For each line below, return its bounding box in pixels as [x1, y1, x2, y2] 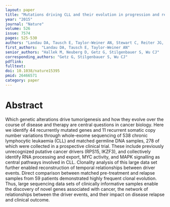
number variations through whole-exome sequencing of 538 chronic [5, 132, 148, 138]
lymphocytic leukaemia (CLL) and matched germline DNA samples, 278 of [5, 137, 160, 144]
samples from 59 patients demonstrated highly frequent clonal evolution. [5, 175, 157, 181]
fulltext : [5, 64, 26, 69]
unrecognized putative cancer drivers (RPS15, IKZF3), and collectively [5, 148, 151, 154]
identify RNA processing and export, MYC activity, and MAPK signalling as [5, 153, 160, 160]
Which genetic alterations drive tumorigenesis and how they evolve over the [5, 116, 164, 122]
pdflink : [5, 59, 24, 64]
